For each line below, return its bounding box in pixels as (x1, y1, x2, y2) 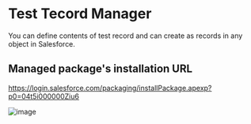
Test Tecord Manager (8, 5, 152, 23)
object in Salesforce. (8, 39, 75, 48)
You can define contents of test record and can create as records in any (8, 31, 243, 40)
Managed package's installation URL (8, 62, 192, 76)
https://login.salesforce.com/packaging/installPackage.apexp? (8, 83, 212, 92)
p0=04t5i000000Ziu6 (8, 92, 79, 101)
